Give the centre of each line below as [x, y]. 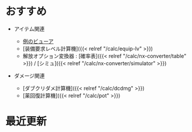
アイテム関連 [29, 29]
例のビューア [38, 41]
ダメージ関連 [29, 76]
